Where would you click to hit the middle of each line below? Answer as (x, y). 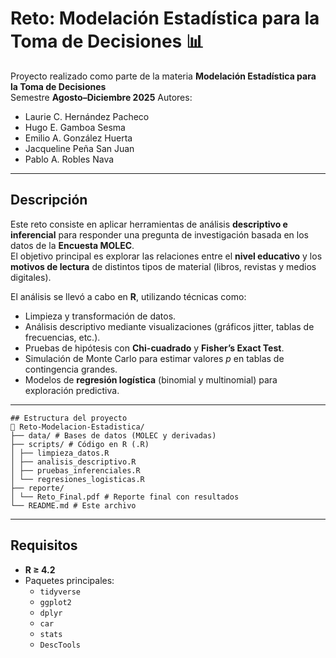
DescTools (60, 645)
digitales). (31, 277)
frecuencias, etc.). (62, 337)
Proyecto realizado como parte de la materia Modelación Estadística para (163, 76)
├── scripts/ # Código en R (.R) (80, 444)
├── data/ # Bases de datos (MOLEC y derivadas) (113, 435)
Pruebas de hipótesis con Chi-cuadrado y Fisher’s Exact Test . (154, 348)
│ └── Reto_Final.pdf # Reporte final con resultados (125, 497)
